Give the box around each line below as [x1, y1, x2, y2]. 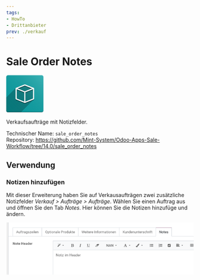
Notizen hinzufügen [6, 178, 65, 186]
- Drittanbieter [6, 22, 46, 28]
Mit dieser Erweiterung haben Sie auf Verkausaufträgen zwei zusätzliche [6, 191, 185, 198]
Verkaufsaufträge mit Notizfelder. [6, 118, 88, 125]
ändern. [6, 210, 26, 217]
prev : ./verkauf [6, 29, 46, 35]
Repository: [6, 136, 35, 143]
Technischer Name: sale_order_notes [6, 130, 98, 137]
